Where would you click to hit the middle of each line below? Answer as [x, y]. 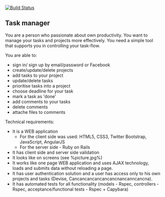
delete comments [30, 107]
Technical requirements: [30, 122]
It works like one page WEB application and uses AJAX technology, [81, 163]
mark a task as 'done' [34, 96]
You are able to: [21, 55]
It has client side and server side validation [56, 152]
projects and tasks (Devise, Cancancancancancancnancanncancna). [82, 179]
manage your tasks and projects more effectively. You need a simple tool [79, 40]
